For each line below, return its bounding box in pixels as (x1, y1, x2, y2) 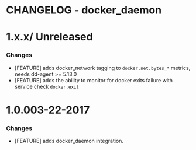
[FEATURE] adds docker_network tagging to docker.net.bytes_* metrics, (14, 64, 191, 71)
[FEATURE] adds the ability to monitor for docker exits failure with (14, 76, 173, 83)
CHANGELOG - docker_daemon (6, 4, 162, 17)
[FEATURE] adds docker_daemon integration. (14, 138, 124, 145)
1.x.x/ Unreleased (6, 30, 93, 44)
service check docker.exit (14, 83, 80, 90)
